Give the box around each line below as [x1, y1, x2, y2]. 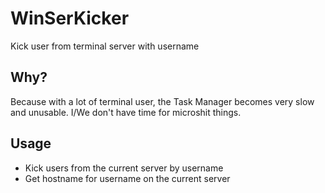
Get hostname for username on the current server [24, 172, 231, 184]
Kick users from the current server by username [24, 162, 224, 174]
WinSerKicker [10, 7, 130, 30]
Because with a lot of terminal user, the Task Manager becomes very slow [10, 95, 315, 107]
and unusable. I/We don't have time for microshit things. [10, 106, 242, 118]
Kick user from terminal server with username [10, 40, 200, 52]
